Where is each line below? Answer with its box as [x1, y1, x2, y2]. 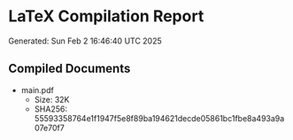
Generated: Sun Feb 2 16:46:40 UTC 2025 [8, 35, 163, 46]
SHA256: [34, 104, 68, 114]
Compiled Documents [8, 61, 131, 76]
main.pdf [20, 84, 54, 95]
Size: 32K [34, 94, 70, 105]
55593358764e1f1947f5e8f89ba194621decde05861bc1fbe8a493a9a [34, 113, 285, 123]
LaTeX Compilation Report [8, 6, 204, 27]
